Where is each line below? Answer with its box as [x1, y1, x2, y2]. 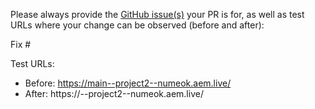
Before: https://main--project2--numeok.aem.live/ [24, 77, 232, 89]
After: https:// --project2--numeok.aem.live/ [24, 88, 204, 99]
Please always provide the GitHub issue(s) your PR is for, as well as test [10, 9, 305, 20]
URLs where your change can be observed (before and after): [10, 19, 265, 31]
